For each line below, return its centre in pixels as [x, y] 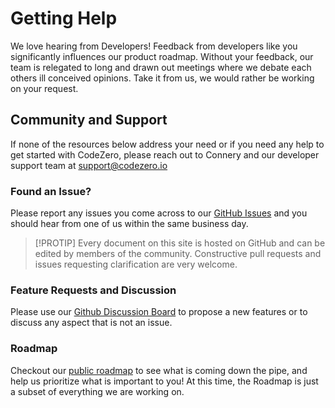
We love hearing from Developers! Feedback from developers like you [154, 46]
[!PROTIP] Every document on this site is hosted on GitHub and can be [180, 243]
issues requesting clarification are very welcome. [136, 264]
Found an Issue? [51, 191]
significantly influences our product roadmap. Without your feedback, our [162, 56]
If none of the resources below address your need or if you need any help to [167, 144]
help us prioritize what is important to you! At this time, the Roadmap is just [164, 381]
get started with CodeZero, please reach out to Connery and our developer [165, 154]
